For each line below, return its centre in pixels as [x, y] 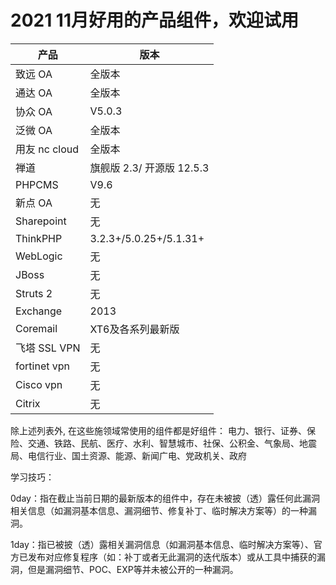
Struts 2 [34, 293]
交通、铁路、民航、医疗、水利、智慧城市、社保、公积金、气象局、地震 [172, 443]
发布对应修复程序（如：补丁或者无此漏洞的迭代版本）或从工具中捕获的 [172, 557]
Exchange [39, 311]
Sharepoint [41, 221]
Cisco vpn [39, 384]
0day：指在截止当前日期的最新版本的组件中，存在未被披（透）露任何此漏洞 [165, 498]
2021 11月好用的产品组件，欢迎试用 [155, 20]
